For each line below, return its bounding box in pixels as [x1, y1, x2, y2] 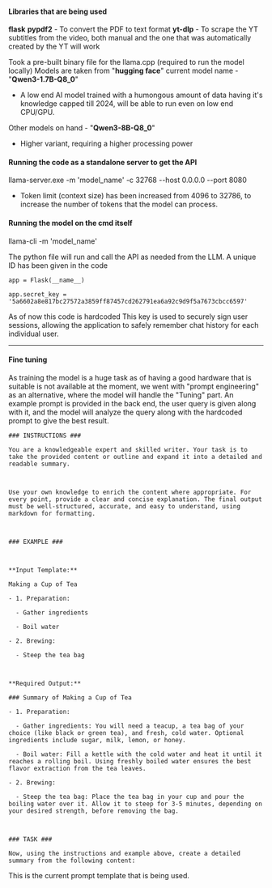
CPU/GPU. [19, 108, 55, 117]
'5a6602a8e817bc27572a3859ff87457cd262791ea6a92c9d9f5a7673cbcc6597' [8, 297, 249, 305]
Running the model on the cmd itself [8, 219, 133, 227]
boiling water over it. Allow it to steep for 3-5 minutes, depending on [8, 800, 263, 808]
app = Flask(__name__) [8, 276, 85, 284]
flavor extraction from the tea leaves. [8, 764, 147, 772]
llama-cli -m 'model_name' [8, 236, 97, 246]
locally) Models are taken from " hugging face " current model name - [8, 66, 239, 76]
